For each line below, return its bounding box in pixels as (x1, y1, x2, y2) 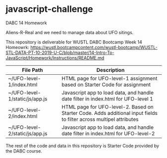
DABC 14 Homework (5, 20, 48, 26)
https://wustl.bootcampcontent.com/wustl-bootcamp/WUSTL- (30, 44, 158, 50)
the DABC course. (5, 148, 43, 154)
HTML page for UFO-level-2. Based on (61, 103, 154, 110)
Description (96, 66, 125, 73)
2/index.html (8, 112, 38, 119)
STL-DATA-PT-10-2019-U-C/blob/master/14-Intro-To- (5, 50, 114, 55)
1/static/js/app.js (8, 95, 48, 102)
